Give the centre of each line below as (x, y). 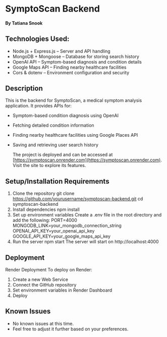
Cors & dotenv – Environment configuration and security (71, 72)
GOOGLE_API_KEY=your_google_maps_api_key (62, 236)
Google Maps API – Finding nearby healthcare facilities (70, 67)
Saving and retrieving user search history (55, 145)
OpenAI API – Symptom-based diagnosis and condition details (77, 62)
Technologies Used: (37, 39)
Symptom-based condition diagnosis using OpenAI (66, 116)
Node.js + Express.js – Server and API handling (61, 51)
